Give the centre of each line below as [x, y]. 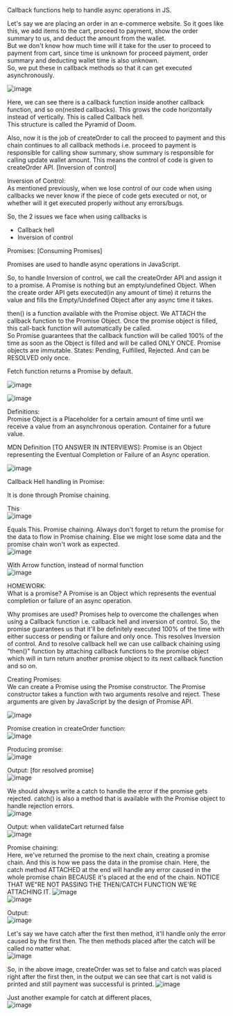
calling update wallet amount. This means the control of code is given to [110, 160]
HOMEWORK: [27, 586]
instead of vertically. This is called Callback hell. [76, 117]
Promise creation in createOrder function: [67, 728]
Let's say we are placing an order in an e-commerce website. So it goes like [115, 23]
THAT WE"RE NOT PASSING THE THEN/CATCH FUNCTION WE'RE [102, 885]
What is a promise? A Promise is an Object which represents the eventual [112, 593]
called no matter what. [39, 948]
